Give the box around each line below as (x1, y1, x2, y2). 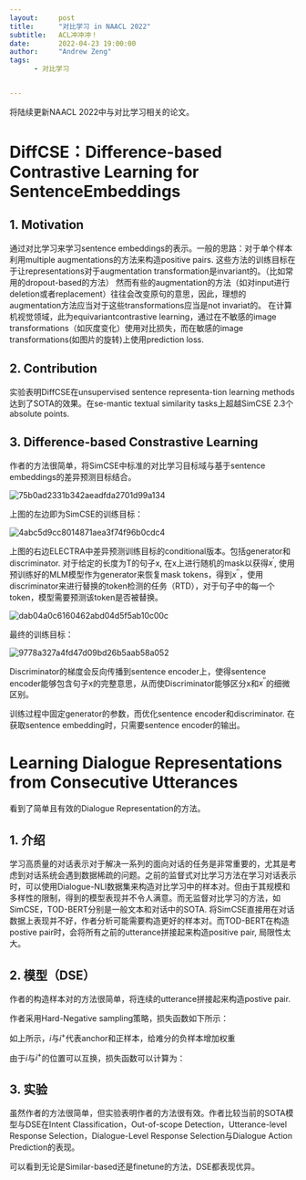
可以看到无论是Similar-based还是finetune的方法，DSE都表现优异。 (9, 1161, 260, 1173)
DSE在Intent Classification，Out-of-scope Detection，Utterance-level (25, 1119, 288, 1130)
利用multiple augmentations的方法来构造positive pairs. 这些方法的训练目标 (9, 254, 289, 265)
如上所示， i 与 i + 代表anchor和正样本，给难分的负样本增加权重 (9, 1031, 236, 1043)
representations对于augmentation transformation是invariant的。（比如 (25, 266, 286, 277)
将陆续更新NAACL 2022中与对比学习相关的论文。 (9, 106, 195, 117)
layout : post (9, 13, 76, 23)
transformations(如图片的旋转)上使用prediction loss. (9, 334, 205, 345)
